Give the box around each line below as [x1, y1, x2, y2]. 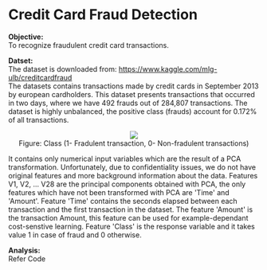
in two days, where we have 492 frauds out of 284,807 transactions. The [8, 98, 249, 108]
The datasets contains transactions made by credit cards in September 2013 [8, 81, 259, 91]
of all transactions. [8, 115, 69, 124]
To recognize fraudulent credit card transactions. [8, 40, 170, 49]
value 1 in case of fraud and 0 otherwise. [8, 229, 142, 240]
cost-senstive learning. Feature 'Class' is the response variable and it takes [8, 221, 255, 231]
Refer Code [8, 253, 46, 264]
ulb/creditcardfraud [8, 72, 73, 82]
